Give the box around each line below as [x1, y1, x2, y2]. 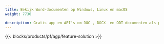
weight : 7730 [5, 12, 32, 16]
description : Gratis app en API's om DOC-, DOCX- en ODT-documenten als [5, 20, 156, 25]
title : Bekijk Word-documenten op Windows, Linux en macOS [5, 7, 128, 12]
